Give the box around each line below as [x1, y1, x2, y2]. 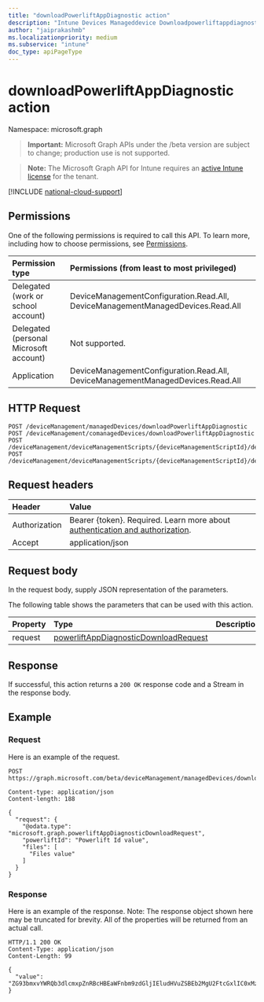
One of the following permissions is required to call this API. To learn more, [8, 230, 251, 240]
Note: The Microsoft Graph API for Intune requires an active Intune [27, 163, 244, 173]
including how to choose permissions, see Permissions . [8, 239, 189, 248]
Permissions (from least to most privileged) [69, 262, 237, 273]
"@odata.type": [22, 822, 72, 830]
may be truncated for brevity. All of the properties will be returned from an [8, 915, 248, 924]
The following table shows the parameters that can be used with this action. [8, 600, 254, 610]
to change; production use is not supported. [27, 148, 170, 157]
